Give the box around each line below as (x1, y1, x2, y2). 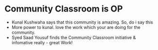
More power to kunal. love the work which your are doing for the (11, 24, 140, 30)
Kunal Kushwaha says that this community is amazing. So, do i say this (11, 19, 154, 25)
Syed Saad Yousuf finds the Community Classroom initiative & (11, 35, 136, 40)
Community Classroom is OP (4, 3, 123, 14)
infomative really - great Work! (11, 39, 73, 45)
